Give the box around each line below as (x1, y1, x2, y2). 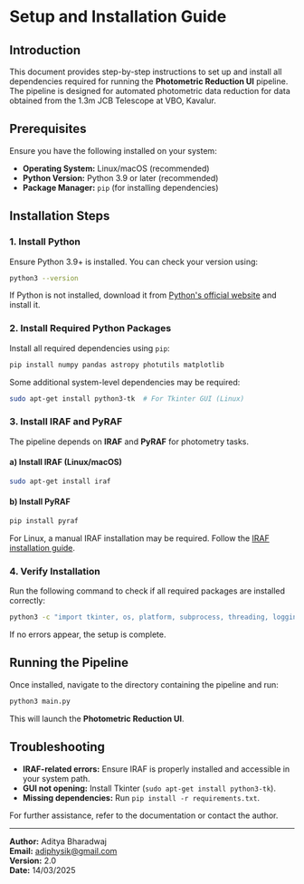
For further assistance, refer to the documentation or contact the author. (9, 810, 279, 821)
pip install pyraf (9, 517, 79, 526)
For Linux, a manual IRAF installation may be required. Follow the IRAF (9, 532, 270, 544)
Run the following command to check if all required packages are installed (9, 585, 286, 596)
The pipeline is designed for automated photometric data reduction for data (9, 86, 291, 96)
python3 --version (9, 273, 79, 282)
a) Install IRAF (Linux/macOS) (9, 457, 122, 468)
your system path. (22, 773, 90, 784)
